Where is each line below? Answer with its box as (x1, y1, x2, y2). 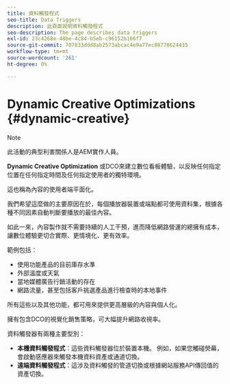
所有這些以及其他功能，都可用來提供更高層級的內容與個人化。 (7, 300, 181, 308)
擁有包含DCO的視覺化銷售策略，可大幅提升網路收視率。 (7, 315, 165, 323)
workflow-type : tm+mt (7, 49, 69, 55)
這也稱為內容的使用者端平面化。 (7, 185, 97, 193)
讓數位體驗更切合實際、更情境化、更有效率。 (7, 231, 133, 239)
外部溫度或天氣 (16, 269, 60, 277)
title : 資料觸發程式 (7, 10, 60, 17)
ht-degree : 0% (7, 61, 48, 68)
